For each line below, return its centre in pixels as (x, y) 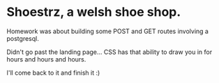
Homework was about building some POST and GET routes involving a (107, 31)
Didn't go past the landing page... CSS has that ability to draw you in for (109, 52)
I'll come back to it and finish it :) (53, 73)
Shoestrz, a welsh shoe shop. (94, 12)
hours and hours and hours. (46, 59)
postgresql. (23, 38)
